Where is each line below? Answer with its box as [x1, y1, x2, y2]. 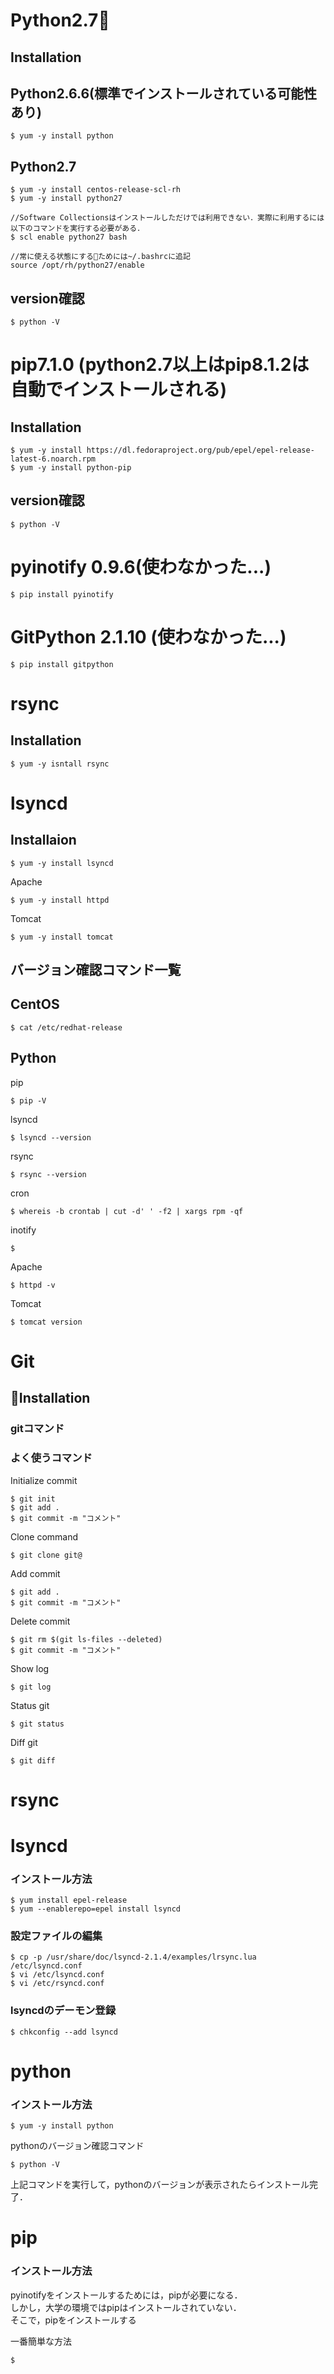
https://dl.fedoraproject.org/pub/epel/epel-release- [86, 445, 315, 456]
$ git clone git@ [10, 1550, 83, 1560]
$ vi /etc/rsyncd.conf [10, 1979, 105, 1989]
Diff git [10, 1736, 38, 1748]
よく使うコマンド [10, 1451, 93, 1465]
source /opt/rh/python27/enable [10, 260, 145, 271]
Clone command [10, 1530, 79, 1543]
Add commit [10, 1567, 61, 1579]
